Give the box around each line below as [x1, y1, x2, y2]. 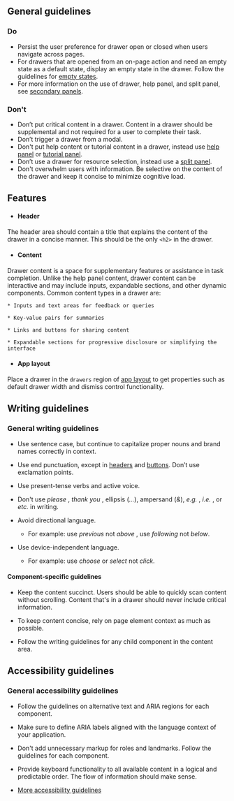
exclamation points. [17, 468, 74, 476]
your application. [17, 730, 66, 739]
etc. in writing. [17, 502, 59, 510]
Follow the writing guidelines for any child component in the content [17, 637, 213, 645]
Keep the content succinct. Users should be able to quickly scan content [17, 588, 227, 596]
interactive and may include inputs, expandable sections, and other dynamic [7, 281, 227, 289]
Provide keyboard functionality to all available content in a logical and [17, 765, 217, 773]
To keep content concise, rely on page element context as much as [17, 616, 211, 624]
